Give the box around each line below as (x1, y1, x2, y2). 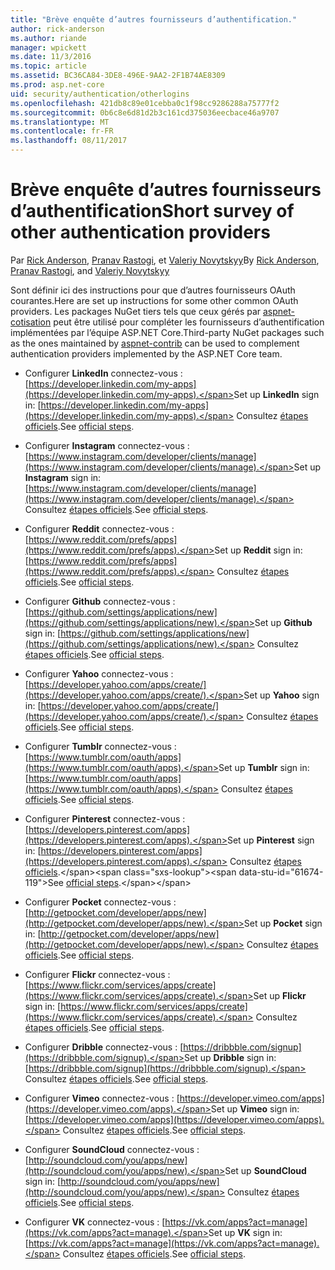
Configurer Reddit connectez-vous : (24, 522, 175, 535)
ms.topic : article (10, 61, 87, 71)
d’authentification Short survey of (10, 200, 295, 223)
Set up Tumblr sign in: (218, 761, 310, 773)
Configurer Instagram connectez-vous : (24, 439, 190, 451)
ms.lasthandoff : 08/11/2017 (10, 136, 128, 146)
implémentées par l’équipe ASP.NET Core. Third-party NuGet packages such (10, 326, 325, 338)
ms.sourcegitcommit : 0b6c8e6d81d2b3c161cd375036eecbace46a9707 (10, 107, 280, 118)
